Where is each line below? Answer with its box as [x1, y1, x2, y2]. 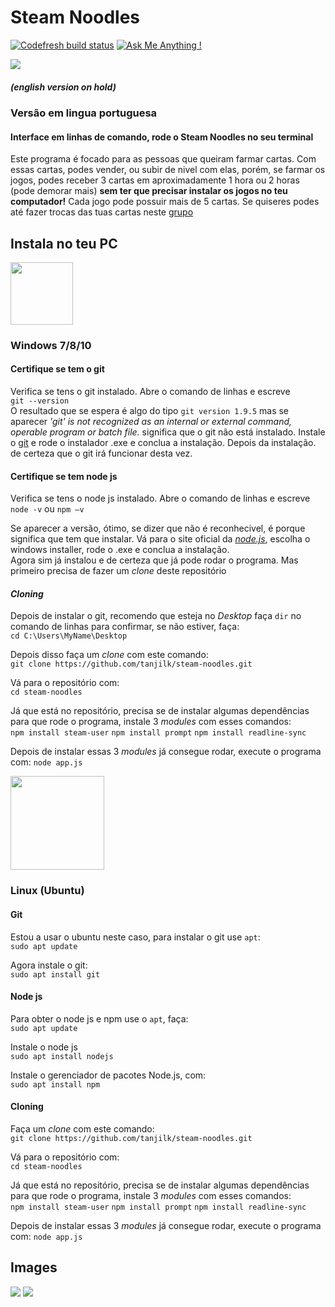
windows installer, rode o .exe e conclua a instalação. [10, 544, 230, 556]
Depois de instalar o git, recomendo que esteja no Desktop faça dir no [10, 610, 302, 622]
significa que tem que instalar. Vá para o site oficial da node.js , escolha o [10, 533, 311, 545]
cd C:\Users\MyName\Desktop [10, 631, 128, 641]
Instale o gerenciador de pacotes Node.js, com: [10, 1069, 207, 1081]
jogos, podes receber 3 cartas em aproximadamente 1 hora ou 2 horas [10, 174, 300, 186]
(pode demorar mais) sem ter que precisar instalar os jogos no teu [10, 185, 288, 197]
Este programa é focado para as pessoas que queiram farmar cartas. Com [10, 153, 317, 165]
